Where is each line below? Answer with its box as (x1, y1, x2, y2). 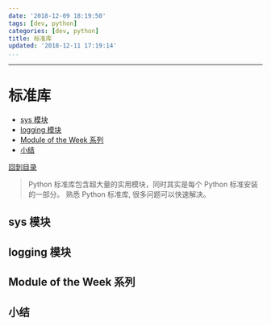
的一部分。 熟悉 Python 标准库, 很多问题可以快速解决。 (27, 190, 211, 199)
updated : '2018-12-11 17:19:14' (8, 42, 117, 50)
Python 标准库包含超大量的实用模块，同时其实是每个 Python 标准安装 (27, 179, 258, 190)
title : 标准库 (8, 34, 52, 43)
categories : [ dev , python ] (8, 27, 99, 35)
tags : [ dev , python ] (8, 19, 78, 27)
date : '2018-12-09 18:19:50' (8, 11, 106, 20)
